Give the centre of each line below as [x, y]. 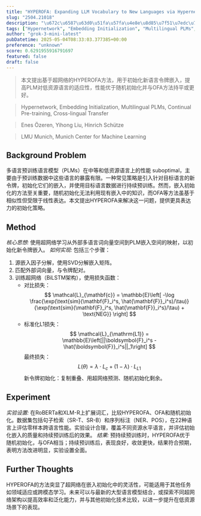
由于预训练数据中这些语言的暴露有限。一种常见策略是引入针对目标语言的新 [103, 178]
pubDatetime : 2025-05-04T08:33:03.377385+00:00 [67, 40]
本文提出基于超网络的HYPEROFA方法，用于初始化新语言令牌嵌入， [103, 80]
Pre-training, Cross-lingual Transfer [65, 113]
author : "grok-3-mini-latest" [44, 34]
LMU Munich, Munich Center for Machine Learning [83, 136]
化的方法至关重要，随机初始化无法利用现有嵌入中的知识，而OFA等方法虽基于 [100, 193]
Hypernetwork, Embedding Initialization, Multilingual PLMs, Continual [106, 107]
